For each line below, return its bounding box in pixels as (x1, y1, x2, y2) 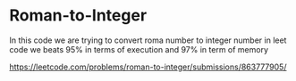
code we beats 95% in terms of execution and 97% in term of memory (9, 44, 269, 54)
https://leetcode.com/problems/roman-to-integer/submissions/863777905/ (9, 61, 287, 72)
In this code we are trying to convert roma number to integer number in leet (9, 35, 287, 45)
